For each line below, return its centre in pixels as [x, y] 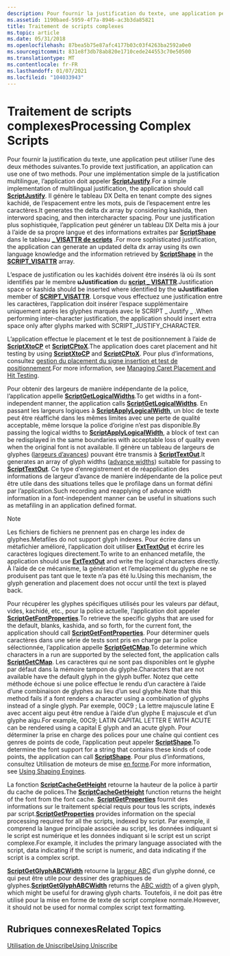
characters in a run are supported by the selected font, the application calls [113, 655]
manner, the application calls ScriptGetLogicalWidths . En [126, 404]
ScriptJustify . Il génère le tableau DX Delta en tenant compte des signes [110, 196]
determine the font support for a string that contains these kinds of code [109, 749]
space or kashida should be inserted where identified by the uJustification [113, 290]
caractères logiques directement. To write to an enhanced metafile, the [106, 554]
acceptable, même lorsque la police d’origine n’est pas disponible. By [104, 425]
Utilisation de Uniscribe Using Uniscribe [62, 946]
